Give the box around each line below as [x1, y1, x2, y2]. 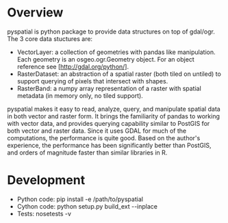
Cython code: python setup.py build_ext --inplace [16, 202, 158, 210]
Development [7, 172, 86, 188]
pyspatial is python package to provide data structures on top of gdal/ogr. [7, 27, 216, 36]
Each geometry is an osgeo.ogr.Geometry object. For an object [16, 55, 195, 63]
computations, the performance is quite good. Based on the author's [7, 133, 201, 142]
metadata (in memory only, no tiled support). [16, 91, 144, 100]
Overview [7, 5, 64, 21]
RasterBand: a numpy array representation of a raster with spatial [16, 84, 202, 92]
